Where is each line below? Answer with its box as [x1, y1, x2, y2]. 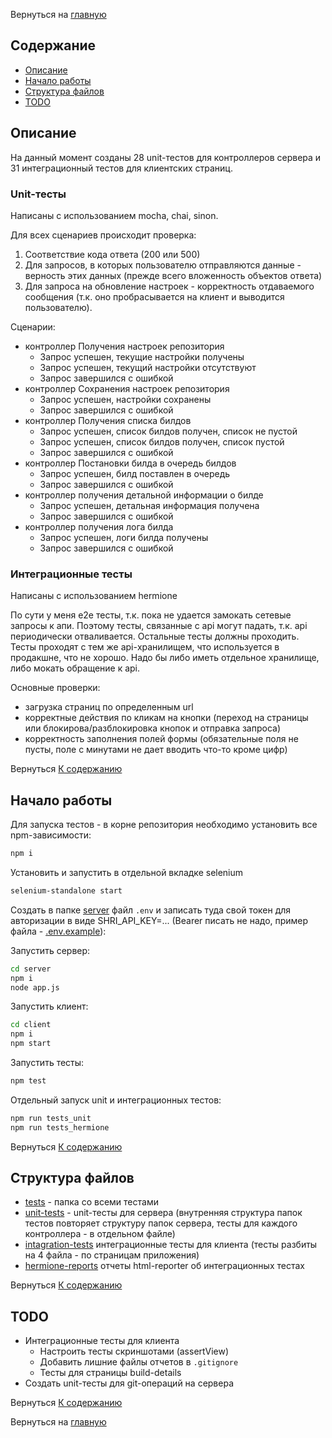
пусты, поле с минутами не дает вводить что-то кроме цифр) [24, 744, 288, 756]
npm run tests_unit [10, 1113, 92, 1123]
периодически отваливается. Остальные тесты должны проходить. [10, 630, 300, 643]
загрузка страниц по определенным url [24, 701, 194, 713]
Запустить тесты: [10, 1057, 85, 1069]
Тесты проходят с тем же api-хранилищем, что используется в [10, 641, 280, 653]
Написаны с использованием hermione [10, 590, 178, 602]
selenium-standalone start [10, 885, 123, 896]
